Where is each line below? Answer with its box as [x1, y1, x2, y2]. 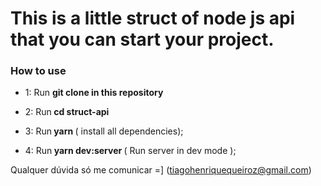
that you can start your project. [10, 28, 275, 51]
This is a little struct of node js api [10, 7, 296, 30]
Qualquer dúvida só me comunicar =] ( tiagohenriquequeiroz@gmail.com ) [10, 164, 312, 176]
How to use [10, 64, 67, 78]
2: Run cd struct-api [24, 106, 110, 118]
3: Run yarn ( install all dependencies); [24, 125, 184, 137]
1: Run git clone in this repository [24, 87, 164, 99]
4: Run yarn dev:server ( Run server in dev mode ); [24, 145, 237, 157]
